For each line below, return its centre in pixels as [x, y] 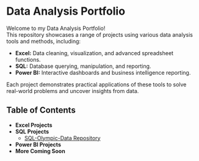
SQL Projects [32, 131]
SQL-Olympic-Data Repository [62, 138]
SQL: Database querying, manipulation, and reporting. [83, 66]
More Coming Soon [40, 151]
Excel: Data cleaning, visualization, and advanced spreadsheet [94, 53]
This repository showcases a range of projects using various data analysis [100, 34]
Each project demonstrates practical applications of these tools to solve [96, 84]
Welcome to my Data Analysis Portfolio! [56, 28]
